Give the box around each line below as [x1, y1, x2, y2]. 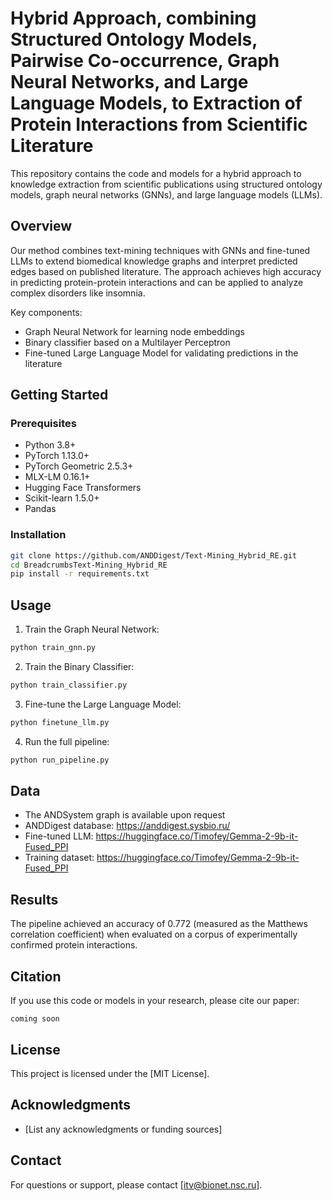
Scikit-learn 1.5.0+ [24, 492, 100, 504]
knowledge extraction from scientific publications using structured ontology [10, 178, 323, 190]
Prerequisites [10, 417, 77, 431]
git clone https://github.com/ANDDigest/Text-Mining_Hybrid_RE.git [10, 550, 298, 561]
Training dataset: [24, 852, 95, 864]
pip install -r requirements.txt [10, 569, 150, 579]
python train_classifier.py [10, 680, 128, 691]
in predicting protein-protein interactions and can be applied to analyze [10, 276, 304, 288]
